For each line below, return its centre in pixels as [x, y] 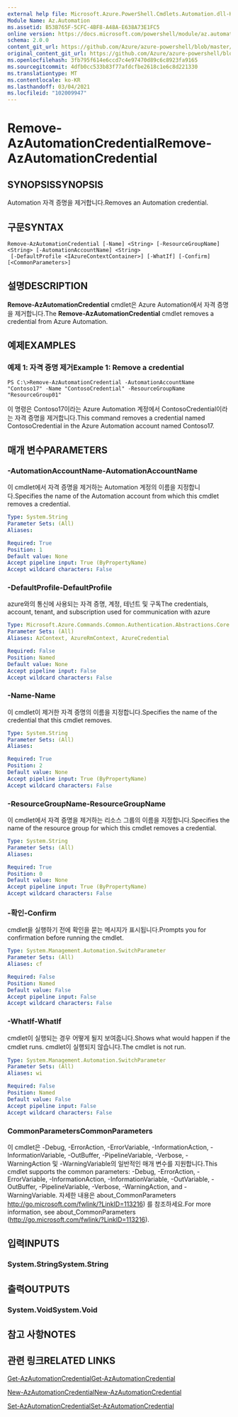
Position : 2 [25, 766]
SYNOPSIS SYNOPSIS [56, 184]
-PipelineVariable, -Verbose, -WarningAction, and [110, 1186]
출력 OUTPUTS [39, 1289]
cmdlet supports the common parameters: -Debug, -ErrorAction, [102, 1171]
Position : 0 [25, 874]
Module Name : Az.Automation [49, 21]
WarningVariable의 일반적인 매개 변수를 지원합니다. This [140, 1163]
